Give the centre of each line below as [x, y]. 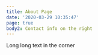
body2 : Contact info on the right [50, 28]
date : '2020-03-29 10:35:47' [43, 17]
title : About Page [29, 12]
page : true [20, 23]
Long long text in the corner [41, 45]
